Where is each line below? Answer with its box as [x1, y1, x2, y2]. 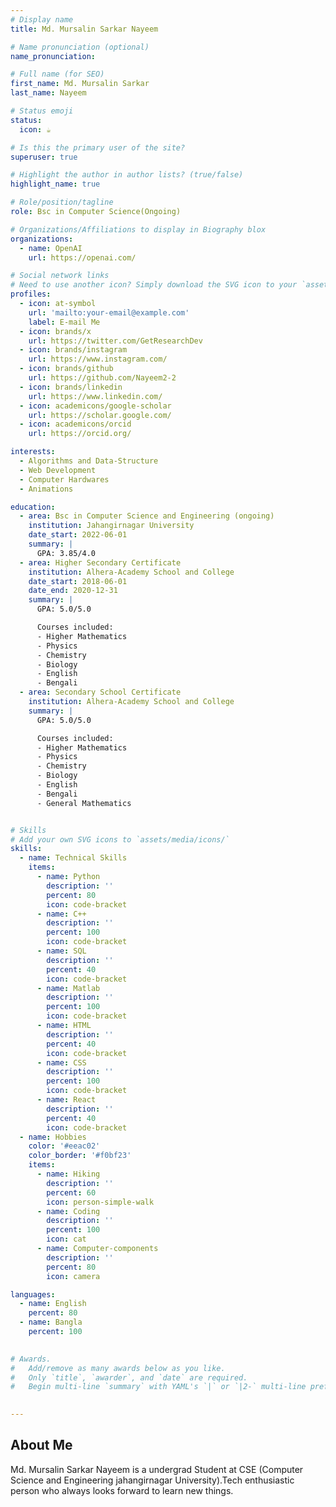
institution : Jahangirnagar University [28, 521, 195, 531]
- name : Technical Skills [19, 853, 128, 863]
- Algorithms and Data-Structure [19, 456, 159, 466]
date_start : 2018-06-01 [28, 576, 128, 586]
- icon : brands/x [19, 326, 92, 336]
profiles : [10, 289, 52, 300]
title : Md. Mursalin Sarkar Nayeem [10, 24, 159, 34]
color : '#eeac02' [28, 1141, 101, 1151]
